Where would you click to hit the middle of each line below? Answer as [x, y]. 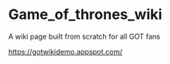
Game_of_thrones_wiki [85, 15]
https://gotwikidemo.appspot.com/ [65, 51]
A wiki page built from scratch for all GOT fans [85, 36]
